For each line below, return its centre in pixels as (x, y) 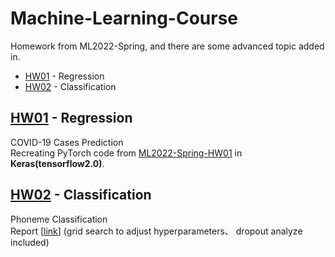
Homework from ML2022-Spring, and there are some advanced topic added (167, 46)
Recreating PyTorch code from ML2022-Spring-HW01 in (126, 153)
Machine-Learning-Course (124, 18)
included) (30, 242)
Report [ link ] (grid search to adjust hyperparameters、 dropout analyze (156, 231)
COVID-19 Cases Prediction (67, 142)
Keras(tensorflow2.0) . (57, 163)
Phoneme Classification (59, 219)
